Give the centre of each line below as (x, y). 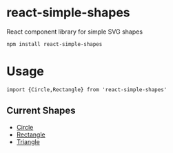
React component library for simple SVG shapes (74, 32)
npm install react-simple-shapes (54, 44)
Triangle (28, 141)
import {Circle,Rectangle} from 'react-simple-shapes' (87, 90)
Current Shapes (41, 111)
